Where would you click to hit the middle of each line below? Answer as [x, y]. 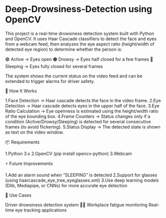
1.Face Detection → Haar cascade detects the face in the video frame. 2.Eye [83, 100]
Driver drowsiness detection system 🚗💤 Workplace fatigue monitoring [76, 205]
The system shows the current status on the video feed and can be [74, 76]
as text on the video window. [35, 132]
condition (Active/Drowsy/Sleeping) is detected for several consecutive [78, 121]
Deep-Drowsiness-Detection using [79, 9]
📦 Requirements [22, 142]
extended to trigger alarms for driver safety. [50, 81]
